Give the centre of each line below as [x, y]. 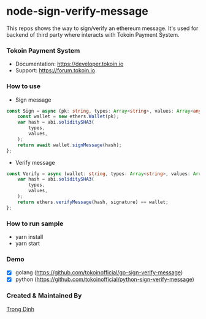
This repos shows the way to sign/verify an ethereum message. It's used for [102, 28]
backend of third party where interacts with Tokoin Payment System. [93, 34]
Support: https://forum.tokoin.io [55, 70]
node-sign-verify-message [77, 11]
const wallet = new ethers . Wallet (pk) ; [68, 117]
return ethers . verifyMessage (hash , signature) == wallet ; [93, 202]
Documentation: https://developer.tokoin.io [69, 64]
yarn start [28, 243]
